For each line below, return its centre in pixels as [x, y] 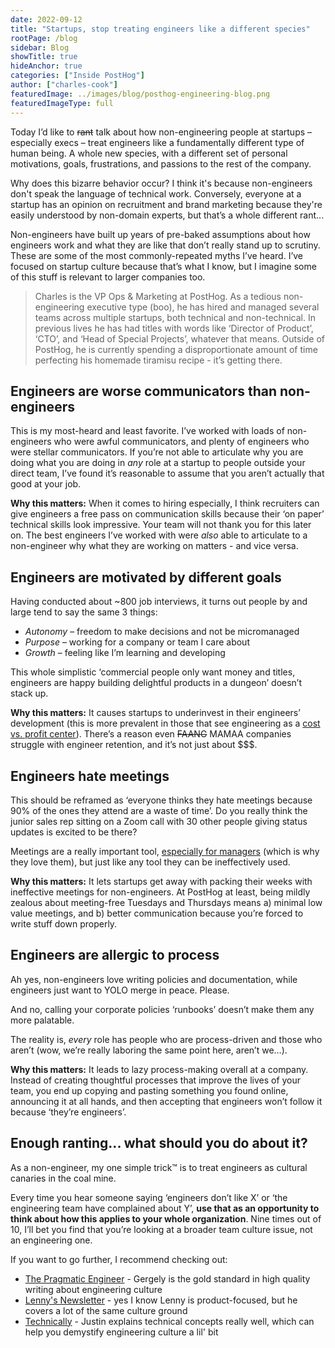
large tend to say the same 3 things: [84, 612]
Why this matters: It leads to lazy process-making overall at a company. [159, 1069]
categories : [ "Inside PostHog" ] [77, 76]
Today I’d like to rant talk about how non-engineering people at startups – [161, 132]
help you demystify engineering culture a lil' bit [121, 1332]
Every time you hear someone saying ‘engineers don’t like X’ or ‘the [149, 1197]
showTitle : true [44, 57]
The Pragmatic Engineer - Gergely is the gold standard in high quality [167, 1278]
